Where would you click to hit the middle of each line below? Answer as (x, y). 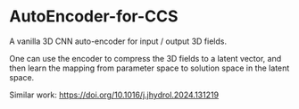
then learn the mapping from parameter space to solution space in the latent (149, 68)
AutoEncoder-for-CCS (94, 17)
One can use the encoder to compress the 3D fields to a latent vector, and (145, 58)
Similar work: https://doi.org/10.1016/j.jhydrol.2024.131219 (114, 95)
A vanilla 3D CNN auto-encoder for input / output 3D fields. (118, 41)
